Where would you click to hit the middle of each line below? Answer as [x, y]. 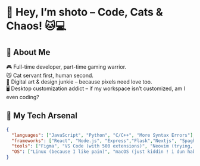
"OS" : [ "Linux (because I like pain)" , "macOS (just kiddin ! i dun [98, 152]
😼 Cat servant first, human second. [50, 75]
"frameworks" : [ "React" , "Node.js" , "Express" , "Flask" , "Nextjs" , [94, 141]
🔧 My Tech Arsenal [42, 116]
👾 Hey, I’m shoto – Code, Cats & [85, 12]
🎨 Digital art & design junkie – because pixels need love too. [79, 82]
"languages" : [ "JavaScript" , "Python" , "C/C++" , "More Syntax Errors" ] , [104, 135]
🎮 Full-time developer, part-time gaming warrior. [66, 67]
